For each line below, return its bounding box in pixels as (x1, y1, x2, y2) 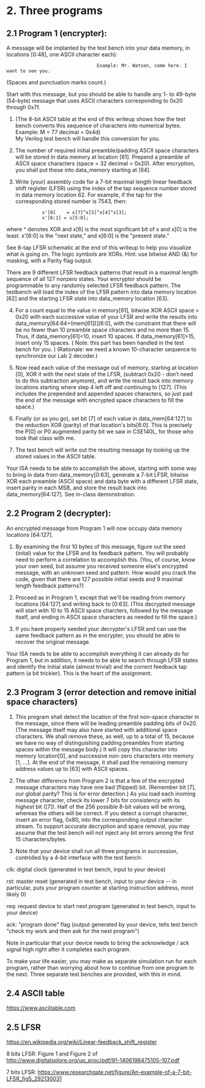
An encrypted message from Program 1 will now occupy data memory (6, 524, 182, 532)
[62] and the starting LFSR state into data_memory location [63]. (6, 295, 170, 302)
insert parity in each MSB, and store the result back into (6, 484, 147, 491)
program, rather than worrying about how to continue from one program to (6, 964, 195, 971)
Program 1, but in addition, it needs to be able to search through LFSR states (6, 656, 198, 664)
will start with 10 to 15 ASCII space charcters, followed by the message (15, 606, 193, 614)
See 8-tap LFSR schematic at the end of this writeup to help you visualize (6, 244, 192, 251)
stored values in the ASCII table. (15, 453, 97, 460)
